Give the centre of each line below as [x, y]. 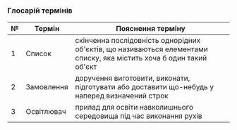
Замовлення [47, 87]
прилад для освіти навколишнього [134, 108]
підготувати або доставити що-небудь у [145, 87]
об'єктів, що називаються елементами [141, 49]
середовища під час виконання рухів [139, 116]
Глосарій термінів [40, 11]
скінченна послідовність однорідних [138, 41]
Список [38, 53]
